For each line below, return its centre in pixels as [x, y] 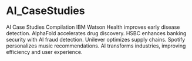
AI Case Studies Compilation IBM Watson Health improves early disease [93, 27]
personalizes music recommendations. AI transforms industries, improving [96, 46]
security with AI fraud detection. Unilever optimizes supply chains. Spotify [96, 39]
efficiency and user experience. [45, 52]
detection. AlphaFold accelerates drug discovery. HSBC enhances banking [96, 33]
